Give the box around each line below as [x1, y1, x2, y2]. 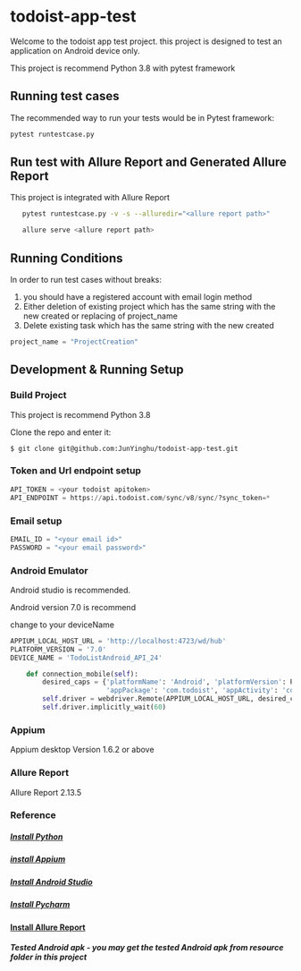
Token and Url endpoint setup [10, 464, 142, 477]
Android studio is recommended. [10, 584, 130, 595]
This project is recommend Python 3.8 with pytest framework [10, 63, 236, 73]
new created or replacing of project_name [22, 311, 178, 321]
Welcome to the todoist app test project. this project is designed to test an [10, 36, 282, 47]
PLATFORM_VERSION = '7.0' [10, 644, 106, 654]
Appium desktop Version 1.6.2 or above [10, 745, 155, 755]
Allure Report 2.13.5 [10, 787, 82, 797]
